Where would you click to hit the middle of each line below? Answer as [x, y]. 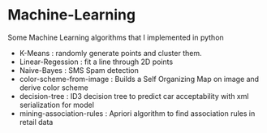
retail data [36, 122]
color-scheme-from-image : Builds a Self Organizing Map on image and [139, 79]
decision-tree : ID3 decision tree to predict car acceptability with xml [134, 96]
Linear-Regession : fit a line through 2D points [96, 62]
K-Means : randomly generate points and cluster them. [110, 53]
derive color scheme [54, 88]
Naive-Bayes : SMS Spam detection [79, 70]
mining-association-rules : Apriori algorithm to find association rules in [137, 113]
